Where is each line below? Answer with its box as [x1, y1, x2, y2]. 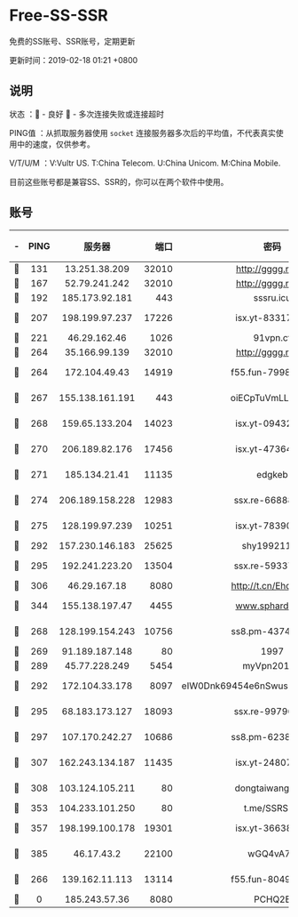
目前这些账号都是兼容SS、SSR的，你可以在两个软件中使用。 [9, 176, 229, 187]
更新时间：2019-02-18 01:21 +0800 [9, 54, 138, 65]
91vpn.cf [253, 331, 292, 343]
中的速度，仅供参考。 [16, 139, 95, 149]
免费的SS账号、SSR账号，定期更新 [9, 36, 136, 46]
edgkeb [256, 468, 288, 480]
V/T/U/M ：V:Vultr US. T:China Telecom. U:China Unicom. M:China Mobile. [9, 157, 281, 168]
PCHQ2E [254, 893, 291, 905]
